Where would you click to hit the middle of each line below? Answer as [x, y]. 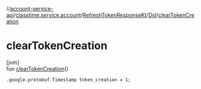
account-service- [32, 9]
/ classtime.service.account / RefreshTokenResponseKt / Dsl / [86, 15]
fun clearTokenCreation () [37, 69]
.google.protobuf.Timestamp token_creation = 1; [69, 80]
